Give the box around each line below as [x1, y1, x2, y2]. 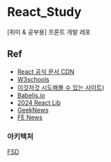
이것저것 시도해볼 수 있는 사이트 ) [17, 83, 105, 92]
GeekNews [17, 105, 49, 114]
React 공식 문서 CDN [17, 67, 74, 76]
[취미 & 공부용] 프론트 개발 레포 [7, 28, 91, 36]
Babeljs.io [17, 91, 46, 99]
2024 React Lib [17, 98, 61, 107]
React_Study [7, 4, 82, 20]
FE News [17, 113, 43, 121]
